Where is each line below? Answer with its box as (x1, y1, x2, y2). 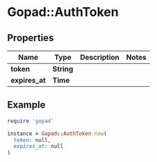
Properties (7, 32, 54, 44)
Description (79, 53, 120, 62)
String (52, 64, 74, 74)
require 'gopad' (7, 118, 54, 124)
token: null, (13, 136, 51, 143)
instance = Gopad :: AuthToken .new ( (7, 130, 108, 137)
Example (7, 99, 46, 111)
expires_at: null (13, 143, 64, 150)
